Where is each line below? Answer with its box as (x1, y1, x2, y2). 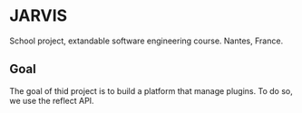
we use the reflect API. (9, 95, 94, 106)
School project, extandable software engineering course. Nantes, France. (9, 35, 284, 46)
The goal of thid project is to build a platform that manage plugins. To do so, (9, 85, 293, 96)
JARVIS (9, 5, 68, 26)
